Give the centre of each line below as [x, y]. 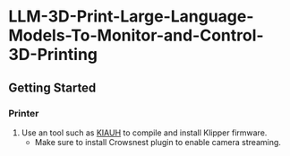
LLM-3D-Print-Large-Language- [131, 17]
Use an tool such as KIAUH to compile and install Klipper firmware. [144, 133]
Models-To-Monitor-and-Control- [136, 35]
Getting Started [52, 87]
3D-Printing [53, 55]
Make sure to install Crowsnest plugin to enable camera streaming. [158, 142]
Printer [24, 113]
